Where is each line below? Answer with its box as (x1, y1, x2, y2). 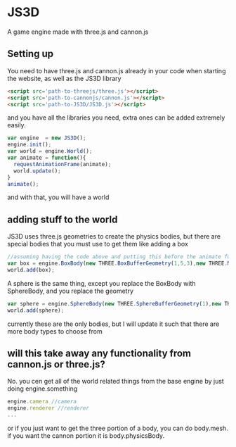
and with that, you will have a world (7, 193, 110, 201)
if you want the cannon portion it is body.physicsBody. (7, 432, 165, 440)
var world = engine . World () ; (7, 148, 93, 155)
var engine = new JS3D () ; (7, 134, 86, 141)
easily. (7, 121, 26, 130)
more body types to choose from (7, 327, 103, 335)
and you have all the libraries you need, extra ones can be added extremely (7, 113, 225, 122)
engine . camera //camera (7, 398, 77, 405)
